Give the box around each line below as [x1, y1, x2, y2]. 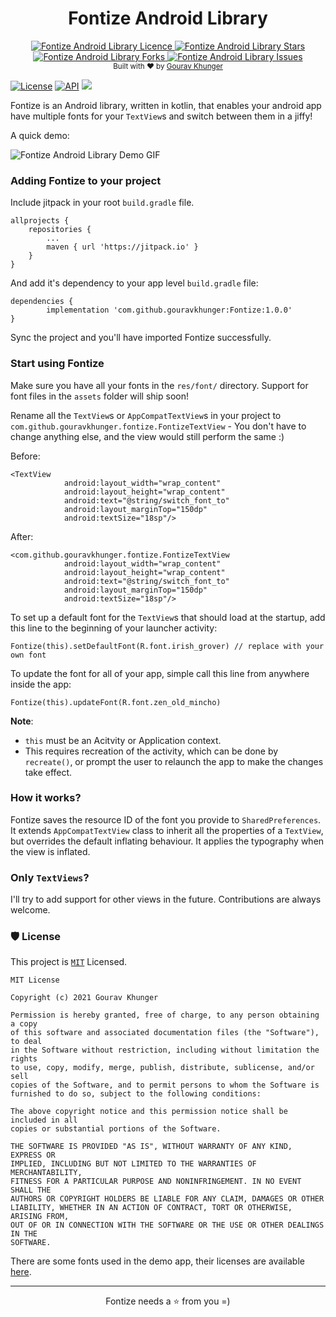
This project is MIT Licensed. [10, 956, 128, 968]
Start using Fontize [10, 357, 105, 371]
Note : [10, 715, 34, 727]
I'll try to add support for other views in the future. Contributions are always [10, 893, 322, 906]
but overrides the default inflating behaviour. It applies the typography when [10, 835, 325, 847]
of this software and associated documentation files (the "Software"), [10, 1028, 320, 1038]
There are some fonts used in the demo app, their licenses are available [10, 1255, 305, 1267]
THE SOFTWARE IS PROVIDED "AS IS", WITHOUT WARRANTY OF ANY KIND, [10, 1142, 293, 1152]
